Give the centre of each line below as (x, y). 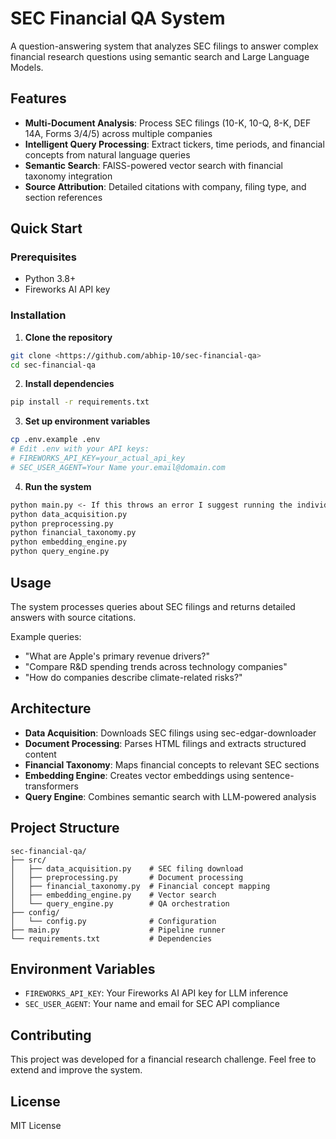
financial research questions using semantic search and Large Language (160, 56)
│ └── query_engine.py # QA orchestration (120, 903)
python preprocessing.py (62, 523)
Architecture (51, 708)
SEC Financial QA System (118, 18)
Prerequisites (43, 257)
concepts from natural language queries (107, 154)
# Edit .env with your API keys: (80, 449)
